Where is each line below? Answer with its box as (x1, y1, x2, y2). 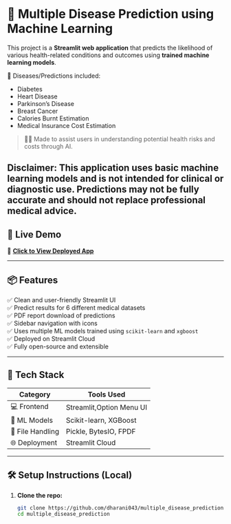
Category (19, 389, 51, 399)
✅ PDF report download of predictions (7, 311, 115, 319)
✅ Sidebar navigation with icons (7, 319, 98, 327)
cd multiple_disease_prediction (16, 511, 110, 518)
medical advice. (7, 205, 77, 217)
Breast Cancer (16, 107, 58, 115)
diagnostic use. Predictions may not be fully (7, 184, 199, 196)
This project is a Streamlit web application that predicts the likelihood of (7, 43, 213, 52)
